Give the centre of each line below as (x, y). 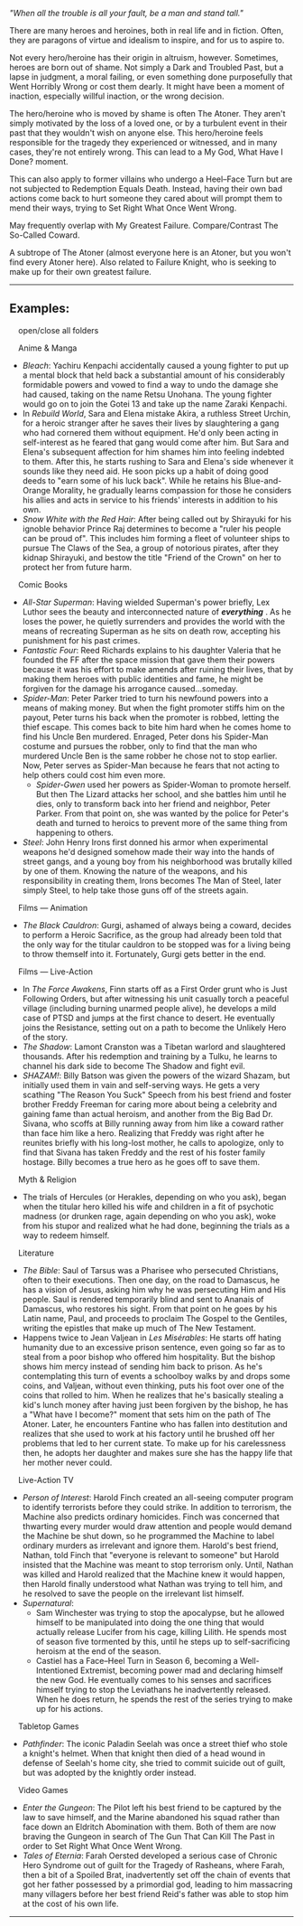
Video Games (43, 1790)
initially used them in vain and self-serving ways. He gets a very (141, 1085)
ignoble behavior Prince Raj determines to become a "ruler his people (151, 529)
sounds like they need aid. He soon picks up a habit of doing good (145, 471)
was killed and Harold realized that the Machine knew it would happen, (154, 1574)
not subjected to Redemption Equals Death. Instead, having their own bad (146, 188)
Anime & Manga (47, 348)
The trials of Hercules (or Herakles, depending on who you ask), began (154, 1197)
